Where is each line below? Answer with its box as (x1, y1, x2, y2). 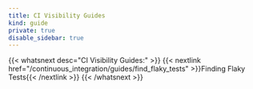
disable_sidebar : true (8, 33, 84, 42)
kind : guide (8, 19, 48, 27)
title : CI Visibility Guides (8, 11, 106, 20)
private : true (8, 26, 56, 34)
